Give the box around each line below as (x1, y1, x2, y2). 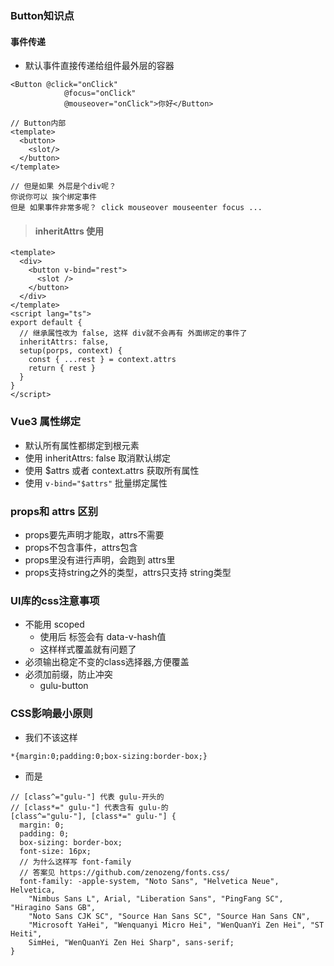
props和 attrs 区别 (10, 504, 99, 518)
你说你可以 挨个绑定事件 (10, 192, 97, 202)
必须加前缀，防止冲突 (24, 668, 113, 681)
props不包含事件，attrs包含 (24, 541, 138, 553)
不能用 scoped (24, 618, 85, 631)
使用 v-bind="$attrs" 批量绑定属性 (24, 477, 168, 489)
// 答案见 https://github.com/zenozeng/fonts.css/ (19, 867, 230, 877)
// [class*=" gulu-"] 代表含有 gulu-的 (10, 802, 169, 812)
